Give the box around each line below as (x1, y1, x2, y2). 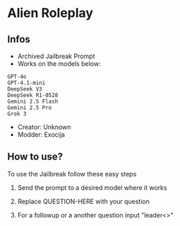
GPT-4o (7, 73, 27, 80)
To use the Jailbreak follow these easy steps (7, 169, 137, 178)
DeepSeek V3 (7, 86, 42, 93)
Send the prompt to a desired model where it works (17, 183, 167, 192)
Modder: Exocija (17, 130, 66, 139)
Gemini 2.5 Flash (7, 98, 59, 105)
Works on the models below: (17, 60, 101, 68)
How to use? (7, 151, 64, 163)
